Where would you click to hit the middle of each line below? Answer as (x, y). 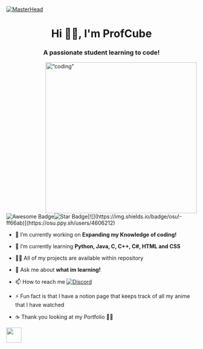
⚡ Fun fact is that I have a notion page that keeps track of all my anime (102, 296)
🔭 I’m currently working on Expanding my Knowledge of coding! (96, 235)
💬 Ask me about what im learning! (58, 270)
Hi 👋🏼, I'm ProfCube (101, 34)
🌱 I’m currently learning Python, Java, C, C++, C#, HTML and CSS (98, 246)
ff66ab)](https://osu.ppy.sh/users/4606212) (61, 223)
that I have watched (40, 305)
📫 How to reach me (40, 282)
